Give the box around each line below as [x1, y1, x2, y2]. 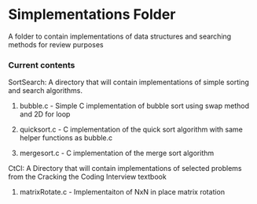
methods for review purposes [8, 39, 104, 49]
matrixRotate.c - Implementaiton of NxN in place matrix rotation [19, 187, 226, 197]
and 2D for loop [19, 109, 71, 119]
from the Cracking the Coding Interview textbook [8, 172, 167, 182]
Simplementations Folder [8, 6, 176, 24]
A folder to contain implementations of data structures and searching [8, 32, 232, 41]
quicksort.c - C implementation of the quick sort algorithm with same [19, 124, 244, 135]
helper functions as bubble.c [19, 133, 113, 143]
